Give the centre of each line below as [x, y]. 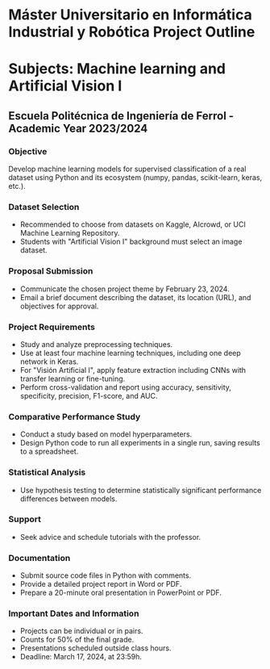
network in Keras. [49, 362]
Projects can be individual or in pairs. [81, 631]
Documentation [39, 558]
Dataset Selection [44, 207]
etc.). [17, 186]
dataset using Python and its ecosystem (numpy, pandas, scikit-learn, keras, [135, 178]
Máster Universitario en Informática [130, 15]
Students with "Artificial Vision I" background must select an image [131, 242]
